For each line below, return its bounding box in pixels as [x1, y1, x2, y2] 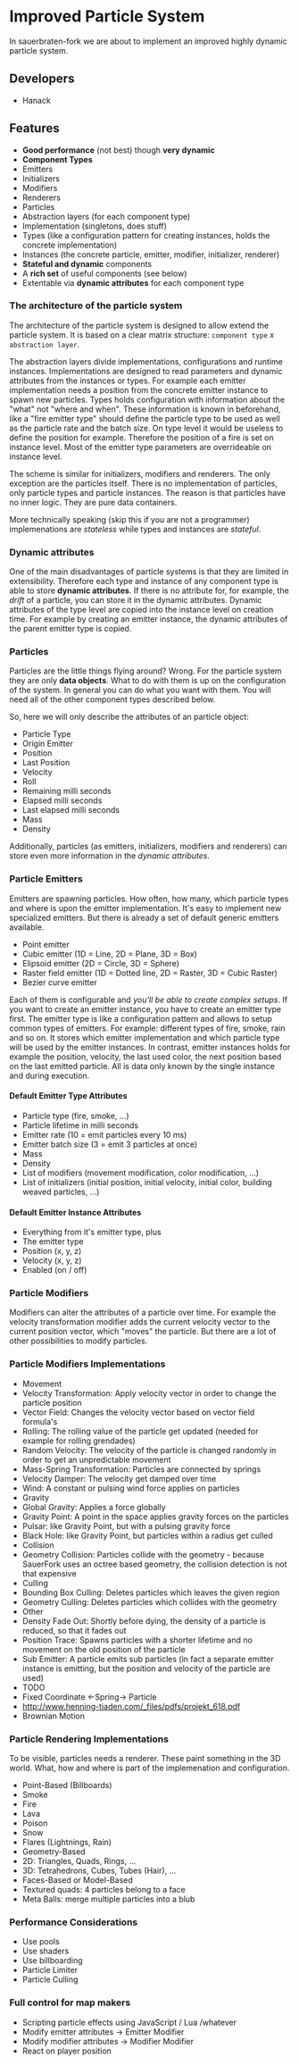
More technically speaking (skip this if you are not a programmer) [9, 514, 250, 524]
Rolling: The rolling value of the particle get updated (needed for [21, 1425, 259, 1436]
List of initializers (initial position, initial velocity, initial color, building [21, 1176, 272, 1187]
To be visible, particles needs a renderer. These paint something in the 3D [9, 1753, 281, 1764]
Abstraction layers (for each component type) [21, 211, 191, 222]
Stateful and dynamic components [21, 258, 153, 269]
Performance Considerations [9, 1916, 138, 1928]
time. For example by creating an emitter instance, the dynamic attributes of [9, 614, 288, 624]
